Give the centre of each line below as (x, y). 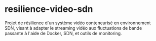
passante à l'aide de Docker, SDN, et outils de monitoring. (63, 33)
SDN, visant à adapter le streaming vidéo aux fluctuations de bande (73, 28)
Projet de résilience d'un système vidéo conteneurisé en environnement (78, 23)
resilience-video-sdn (49, 9)
